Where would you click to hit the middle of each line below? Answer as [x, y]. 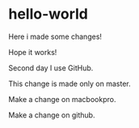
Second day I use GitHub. [51, 68]
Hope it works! [33, 52]
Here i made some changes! [55, 36]
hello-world [48, 14]
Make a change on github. [52, 115]
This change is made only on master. [69, 83]
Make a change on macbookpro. [62, 99]
